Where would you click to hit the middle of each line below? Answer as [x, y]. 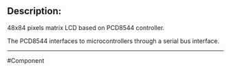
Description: [34, 11]
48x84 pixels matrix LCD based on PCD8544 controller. [86, 27]
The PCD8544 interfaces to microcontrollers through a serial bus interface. [113, 41]
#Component [26, 60]
